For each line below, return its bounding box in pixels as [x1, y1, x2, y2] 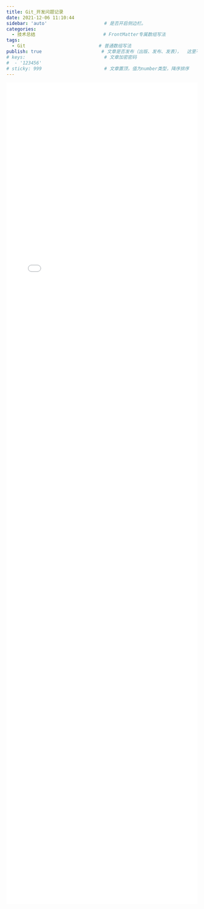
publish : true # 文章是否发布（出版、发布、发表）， [6, 49, 182, 55]
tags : [6, 37, 20, 43]
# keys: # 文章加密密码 [6, 54, 137, 60]
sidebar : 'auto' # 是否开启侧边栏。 [6, 20, 146, 26]
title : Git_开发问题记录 [6, 9, 64, 15]
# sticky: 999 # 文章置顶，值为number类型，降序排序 [6, 65, 189, 72]
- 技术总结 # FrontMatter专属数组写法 [12, 32, 166, 38]
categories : [6, 26, 36, 32]
